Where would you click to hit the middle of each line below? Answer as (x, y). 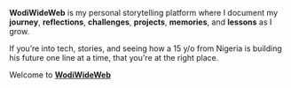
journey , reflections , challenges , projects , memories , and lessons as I (141, 22)
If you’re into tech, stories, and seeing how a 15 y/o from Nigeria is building (145, 48)
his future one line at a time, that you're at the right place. (114, 58)
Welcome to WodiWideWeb (60, 75)
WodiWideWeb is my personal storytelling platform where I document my (143, 13)
